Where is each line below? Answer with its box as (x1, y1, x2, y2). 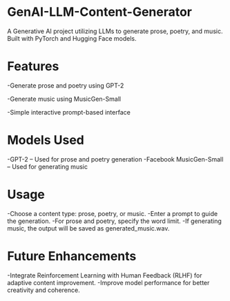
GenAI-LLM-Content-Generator (7, 4, 192, 20)
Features (7, 59, 59, 75)
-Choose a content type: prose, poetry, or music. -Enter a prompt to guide (7, 209, 218, 217)
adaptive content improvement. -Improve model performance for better (7, 278, 210, 287)
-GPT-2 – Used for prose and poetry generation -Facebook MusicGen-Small (7, 155, 224, 163)
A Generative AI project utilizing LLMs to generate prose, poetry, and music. (7, 27, 223, 35)
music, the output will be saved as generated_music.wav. (7, 224, 170, 232)
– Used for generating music (7, 162, 88, 171)
